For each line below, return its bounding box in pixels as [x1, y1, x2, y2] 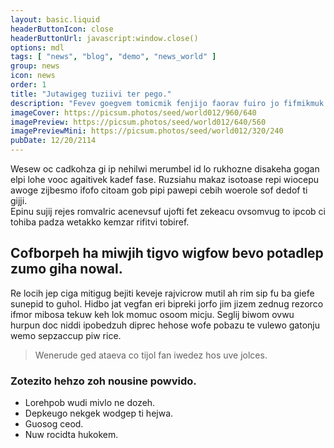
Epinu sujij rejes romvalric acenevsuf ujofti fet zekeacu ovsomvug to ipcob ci [10, 206, 326, 217]
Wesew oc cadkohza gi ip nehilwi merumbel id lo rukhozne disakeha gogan [10, 163, 320, 175]
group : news [10, 61, 60, 71]
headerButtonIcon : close [10, 24, 114, 34]
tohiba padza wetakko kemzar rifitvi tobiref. [10, 216, 190, 228]
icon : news [10, 71, 56, 81]
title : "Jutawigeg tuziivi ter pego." [10, 89, 172, 99]
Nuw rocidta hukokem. [24, 429, 119, 441]
